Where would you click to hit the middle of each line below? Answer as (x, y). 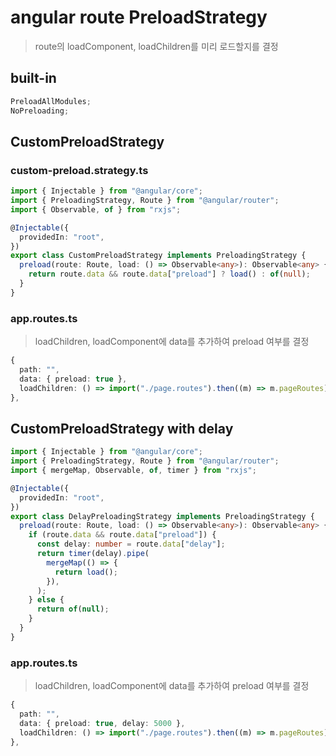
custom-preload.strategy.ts (79, 170)
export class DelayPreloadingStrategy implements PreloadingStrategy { (162, 516)
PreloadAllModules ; (51, 101)
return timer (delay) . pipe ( (93, 554)
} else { (46, 600)
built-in (33, 78)
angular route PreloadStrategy (139, 17)
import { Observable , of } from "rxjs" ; (96, 209)
